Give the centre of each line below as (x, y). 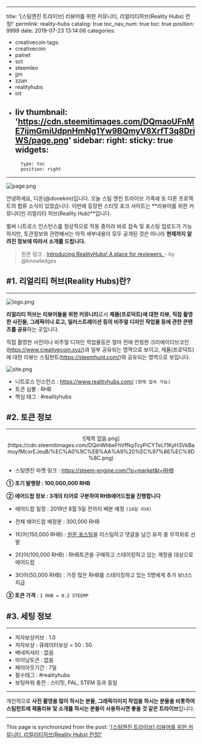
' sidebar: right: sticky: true (121, 141)
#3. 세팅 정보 (29, 616)
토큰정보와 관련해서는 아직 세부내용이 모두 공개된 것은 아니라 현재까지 (105, 234)
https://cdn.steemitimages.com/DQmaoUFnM (106, 122)
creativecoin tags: (37, 42)
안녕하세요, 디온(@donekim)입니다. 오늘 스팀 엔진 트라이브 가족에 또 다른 (92, 198)
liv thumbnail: (41, 112)
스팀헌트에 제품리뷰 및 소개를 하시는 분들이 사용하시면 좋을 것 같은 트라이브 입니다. (100, 708)
